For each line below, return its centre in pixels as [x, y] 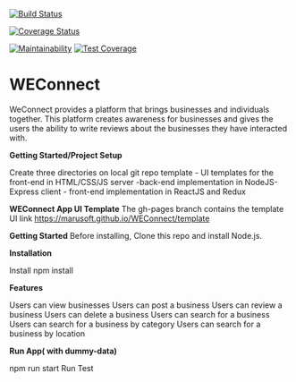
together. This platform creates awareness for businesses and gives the [142, 119]
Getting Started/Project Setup [66, 155]
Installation [30, 253]
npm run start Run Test [51, 368]
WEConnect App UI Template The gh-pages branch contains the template [147, 208]
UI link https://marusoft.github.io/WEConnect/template [110, 218]
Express [24, 191]
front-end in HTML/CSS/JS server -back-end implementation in [126, 182]
